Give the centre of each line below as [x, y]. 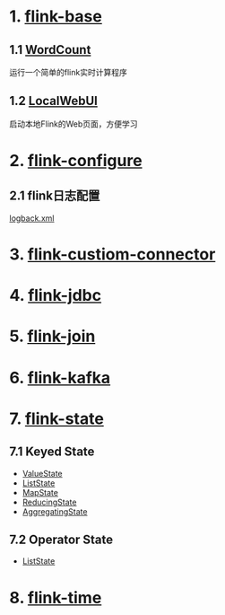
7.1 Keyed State [52, 452]
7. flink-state [57, 418]
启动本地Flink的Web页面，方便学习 [74, 124]
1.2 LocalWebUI [54, 101]
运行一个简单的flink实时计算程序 [68, 72]
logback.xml [32, 218]
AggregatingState [55, 511]
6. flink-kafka [60, 378]
